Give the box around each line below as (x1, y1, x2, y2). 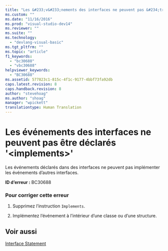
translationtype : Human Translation (5, 105, 81, 110)
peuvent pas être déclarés (5, 137, 116, 148)
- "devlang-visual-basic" (9, 40, 64, 45)
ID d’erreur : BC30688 (5, 179, 51, 185)
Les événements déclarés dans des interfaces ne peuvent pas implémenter (5, 164, 160, 170)
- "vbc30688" (9, 63, 37, 68)
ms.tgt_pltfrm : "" (5, 44, 43, 49)
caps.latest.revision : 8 (5, 81, 57, 86)
